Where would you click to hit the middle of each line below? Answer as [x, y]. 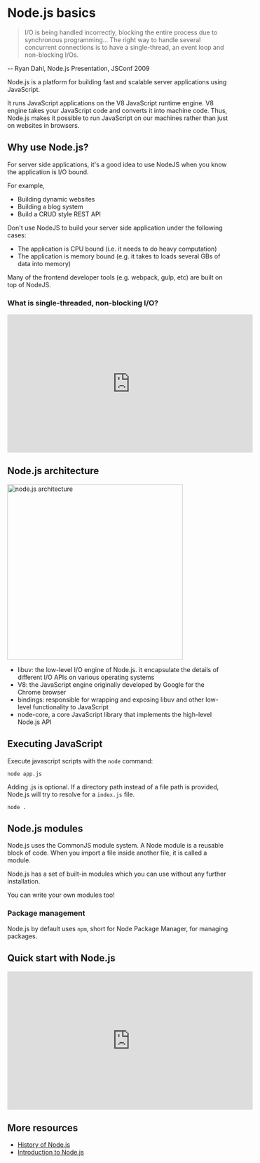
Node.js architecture [53, 471]
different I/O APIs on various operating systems [86, 677]
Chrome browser [42, 692]
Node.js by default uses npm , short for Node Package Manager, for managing [118, 928]
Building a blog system [50, 206]
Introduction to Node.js [50, 1152]
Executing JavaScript [55, 744]
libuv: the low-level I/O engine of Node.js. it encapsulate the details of [118, 669]
